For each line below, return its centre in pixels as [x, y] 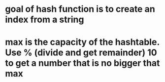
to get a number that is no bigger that [82, 63]
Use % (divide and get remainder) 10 [81, 53]
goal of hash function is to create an [80, 9]
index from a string [45, 20]
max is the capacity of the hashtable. [82, 42]
